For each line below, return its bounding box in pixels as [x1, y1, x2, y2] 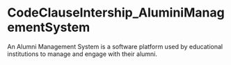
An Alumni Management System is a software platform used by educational [7, 42, 223, 50]
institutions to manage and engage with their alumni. [7, 50, 158, 58]
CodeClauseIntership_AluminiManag [7, 5, 225, 21]
